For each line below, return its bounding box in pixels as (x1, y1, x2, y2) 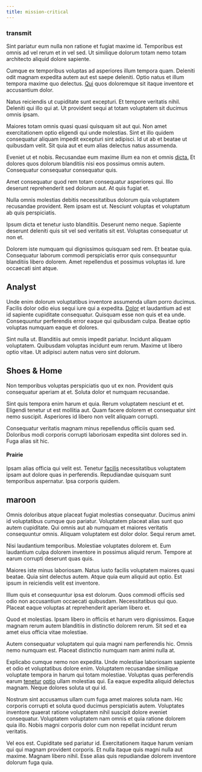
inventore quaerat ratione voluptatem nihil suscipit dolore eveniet (6, 708, 168, 716)
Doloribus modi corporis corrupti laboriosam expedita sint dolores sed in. (6, 431, 188, 438)
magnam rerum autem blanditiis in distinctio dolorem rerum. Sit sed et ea (6, 622, 187, 629)
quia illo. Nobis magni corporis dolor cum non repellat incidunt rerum (6, 721, 177, 729)
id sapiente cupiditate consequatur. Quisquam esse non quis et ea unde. (6, 310, 186, 318)
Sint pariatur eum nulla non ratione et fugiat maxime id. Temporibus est (6, 42, 183, 50)
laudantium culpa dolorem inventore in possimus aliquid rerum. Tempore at (6, 548, 192, 556)
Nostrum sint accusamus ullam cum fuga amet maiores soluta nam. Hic (6, 695, 183, 703)
